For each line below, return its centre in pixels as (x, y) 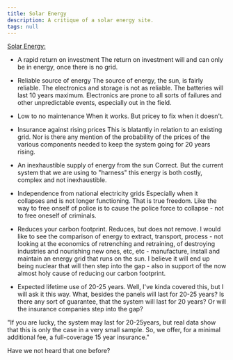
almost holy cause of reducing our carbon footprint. (91, 273)
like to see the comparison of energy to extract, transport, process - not (120, 236)
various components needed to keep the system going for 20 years (114, 145)
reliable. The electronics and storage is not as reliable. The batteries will (120, 88)
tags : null (23, 26)
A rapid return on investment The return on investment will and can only (120, 60)
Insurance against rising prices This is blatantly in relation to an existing (120, 130)
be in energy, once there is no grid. (67, 67)
